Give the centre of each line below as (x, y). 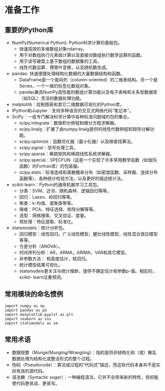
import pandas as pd (26, 310)
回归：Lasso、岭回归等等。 (47, 197)
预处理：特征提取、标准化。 (47, 222)
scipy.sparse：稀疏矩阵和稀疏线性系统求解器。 (67, 154)
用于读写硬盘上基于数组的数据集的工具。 (60, 61)
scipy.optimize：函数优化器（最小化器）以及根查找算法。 (77, 141)
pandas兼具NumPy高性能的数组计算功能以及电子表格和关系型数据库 (88, 92)
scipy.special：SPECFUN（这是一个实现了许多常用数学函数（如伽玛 (88, 160)
